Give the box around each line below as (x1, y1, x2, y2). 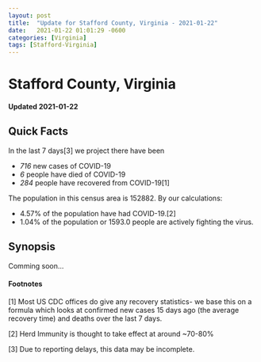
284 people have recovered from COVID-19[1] (19, 177, 171, 187)
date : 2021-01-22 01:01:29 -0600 (8, 26, 126, 34)
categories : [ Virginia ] (8, 33, 87, 42)
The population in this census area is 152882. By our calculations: (8, 193, 223, 203)
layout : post (8, 11, 52, 20)
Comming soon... (8, 261, 64, 270)
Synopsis (8, 240, 56, 253)
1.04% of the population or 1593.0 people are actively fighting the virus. (19, 217, 254, 227)
